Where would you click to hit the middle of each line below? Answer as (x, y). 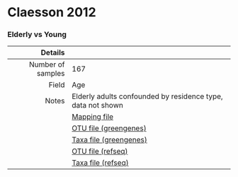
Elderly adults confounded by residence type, (147, 96)
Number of (47, 64)
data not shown (98, 105)
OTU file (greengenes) (109, 128)
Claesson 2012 (52, 12)
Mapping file (92, 117)
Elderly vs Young (37, 35)
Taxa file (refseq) (100, 163)
